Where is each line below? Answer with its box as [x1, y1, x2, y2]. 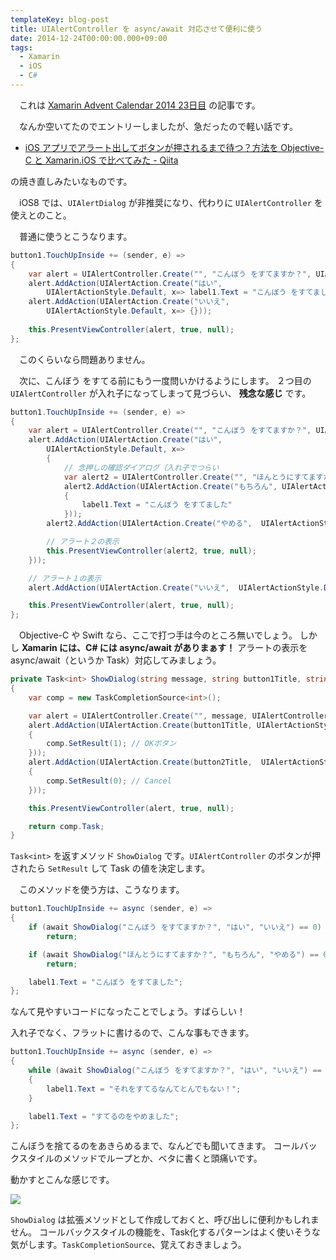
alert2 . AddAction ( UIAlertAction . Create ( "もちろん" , [63, 481, 278, 491]
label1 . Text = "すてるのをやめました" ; [28, 1111, 180, 1121]
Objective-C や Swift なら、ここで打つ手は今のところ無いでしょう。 [18, 629, 298, 641]
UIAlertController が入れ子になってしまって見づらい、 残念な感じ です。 [10, 387, 312, 399]
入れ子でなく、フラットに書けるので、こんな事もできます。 [10, 1027, 255, 1039]
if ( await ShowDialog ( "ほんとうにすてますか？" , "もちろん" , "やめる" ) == [28, 949, 320, 960]
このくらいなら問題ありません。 [18, 353, 151, 365]
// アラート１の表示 [28, 573, 102, 583]
